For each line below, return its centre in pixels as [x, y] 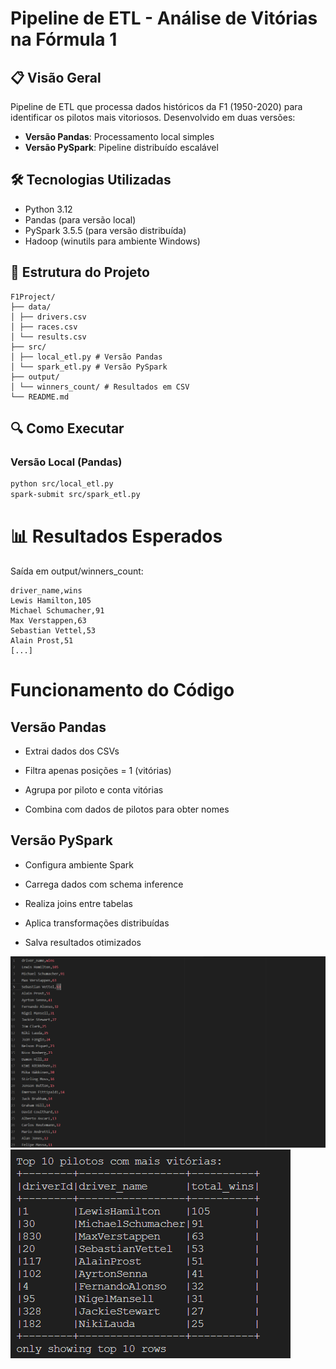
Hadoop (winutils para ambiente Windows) [112, 241]
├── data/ [31, 307]
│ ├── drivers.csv [48, 317]
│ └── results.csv [48, 337]
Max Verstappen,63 [48, 621]
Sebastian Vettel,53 [53, 631]
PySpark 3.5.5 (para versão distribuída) [105, 230]
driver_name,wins [46, 591]
